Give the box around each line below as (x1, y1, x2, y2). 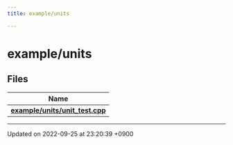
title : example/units (7, 10, 70, 17)
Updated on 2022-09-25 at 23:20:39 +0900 (7, 129, 134, 138)
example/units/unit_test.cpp (10, 105, 106, 115)
